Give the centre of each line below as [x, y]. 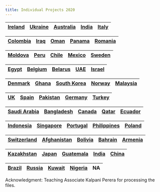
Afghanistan [57, 139]
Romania [105, 41]
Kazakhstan [22, 153]
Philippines [106, 125]
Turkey [101, 97]
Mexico [77, 55]
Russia [35, 167]
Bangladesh [58, 111]
